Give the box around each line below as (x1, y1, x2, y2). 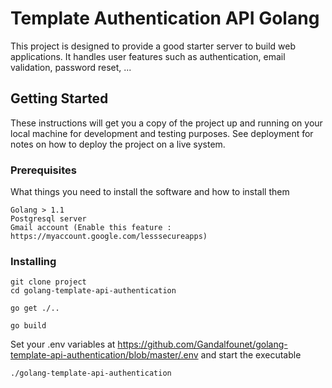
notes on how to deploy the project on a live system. (10, 138, 226, 150)
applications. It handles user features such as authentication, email (10, 50, 286, 62)
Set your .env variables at (10, 338, 116, 351)
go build (10, 321, 47, 331)
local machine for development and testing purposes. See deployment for (10, 127, 314, 139)
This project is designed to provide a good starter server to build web (10, 40, 297, 52)
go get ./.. (10, 303, 60, 314)
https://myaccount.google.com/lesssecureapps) (10, 232, 208, 242)
